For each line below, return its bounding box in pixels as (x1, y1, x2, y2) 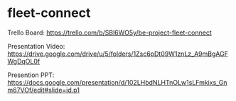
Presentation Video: (7, 42, 65, 50)
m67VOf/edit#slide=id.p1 (7, 85, 80, 94)
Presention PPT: (7, 71, 55, 79)
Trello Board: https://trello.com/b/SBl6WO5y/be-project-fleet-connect (7, 28, 212, 37)
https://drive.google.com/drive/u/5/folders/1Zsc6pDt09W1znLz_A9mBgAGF (7, 49, 229, 58)
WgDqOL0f (7, 57, 41, 65)
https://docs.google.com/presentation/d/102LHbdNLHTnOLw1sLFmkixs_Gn (7, 78, 227, 86)
